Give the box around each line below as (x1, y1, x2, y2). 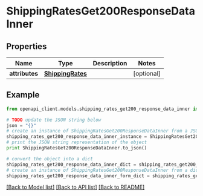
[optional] (132, 70, 161, 77)
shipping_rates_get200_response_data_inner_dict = (6, 162, 137, 168)
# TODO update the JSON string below (6, 117, 101, 123)
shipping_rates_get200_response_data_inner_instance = (6, 134, 147, 140)
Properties (6, 41, 47, 51)
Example (6, 90, 40, 100)
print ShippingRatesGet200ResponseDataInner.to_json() (6, 145, 147, 151)
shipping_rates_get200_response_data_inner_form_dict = (6, 172, 150, 179)
